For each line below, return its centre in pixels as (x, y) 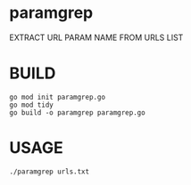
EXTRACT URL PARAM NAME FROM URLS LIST (96, 37)
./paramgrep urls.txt (50, 172)
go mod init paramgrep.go (57, 97)
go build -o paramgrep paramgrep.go (77, 113)
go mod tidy (31, 105)
